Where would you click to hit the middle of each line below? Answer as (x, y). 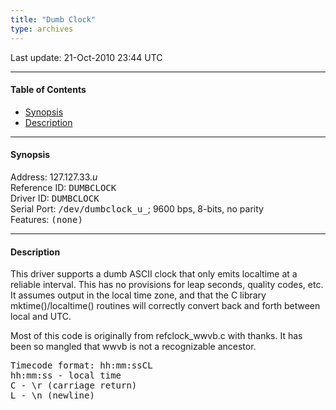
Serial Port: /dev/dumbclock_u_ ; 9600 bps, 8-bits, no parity (137, 208)
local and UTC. (41, 317)
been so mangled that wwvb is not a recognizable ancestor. (133, 347)
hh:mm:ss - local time (66, 375)
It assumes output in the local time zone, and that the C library (138, 295)
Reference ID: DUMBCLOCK (63, 187)
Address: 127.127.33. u (54, 177)
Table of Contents (48, 90)
